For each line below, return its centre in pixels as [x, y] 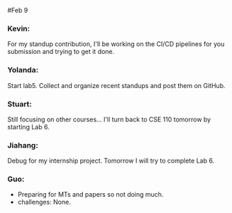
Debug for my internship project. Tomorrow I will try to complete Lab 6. [111, 161]
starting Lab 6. [28, 126]
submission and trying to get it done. [61, 52]
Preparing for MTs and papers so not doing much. [90, 195]
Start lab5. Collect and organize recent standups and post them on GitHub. [116, 85]
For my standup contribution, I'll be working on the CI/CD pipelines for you [116, 44]
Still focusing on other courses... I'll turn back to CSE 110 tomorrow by [109, 119]
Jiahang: [23, 145]
